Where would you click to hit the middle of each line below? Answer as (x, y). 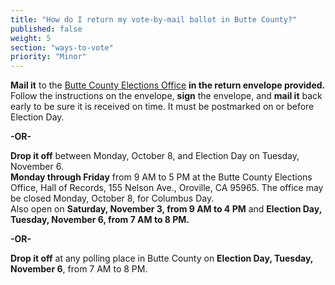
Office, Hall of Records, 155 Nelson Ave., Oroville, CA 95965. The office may (167, 188)
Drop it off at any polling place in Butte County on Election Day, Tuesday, (162, 258)
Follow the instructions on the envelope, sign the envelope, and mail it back (166, 96)
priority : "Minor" (48, 57)
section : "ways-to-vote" (62, 47)
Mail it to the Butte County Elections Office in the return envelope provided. (168, 85)
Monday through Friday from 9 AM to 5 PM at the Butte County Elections (161, 177)
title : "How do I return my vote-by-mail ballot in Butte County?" (154, 19)
